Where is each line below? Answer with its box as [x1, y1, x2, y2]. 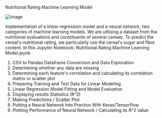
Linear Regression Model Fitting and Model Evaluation [12, 86, 123, 92]
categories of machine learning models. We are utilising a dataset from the [5, 29, 158, 34]
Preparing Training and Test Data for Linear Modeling [12, 81, 121, 87]
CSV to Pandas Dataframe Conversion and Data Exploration [12, 60, 134, 65]
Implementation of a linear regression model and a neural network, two [5, 23, 150, 29]
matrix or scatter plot [12, 76, 55, 81]
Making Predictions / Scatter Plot [12, 97, 80, 103]
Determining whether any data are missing [12, 65, 99, 71]
